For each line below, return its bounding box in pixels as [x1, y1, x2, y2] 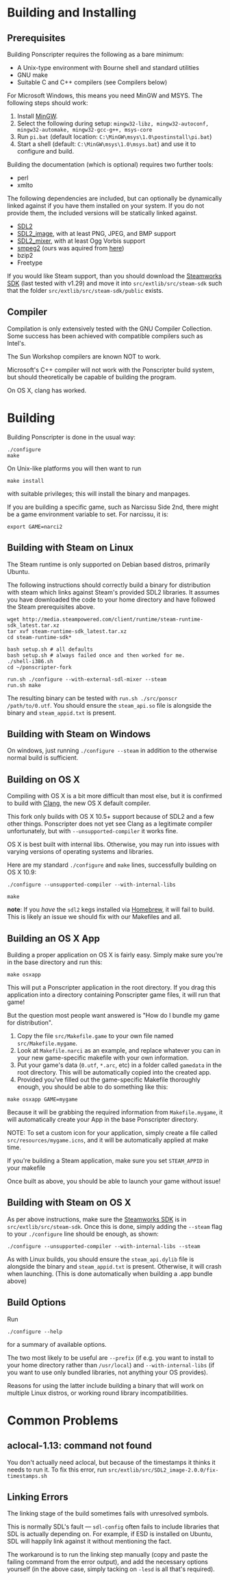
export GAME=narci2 [7, 523, 63, 530]
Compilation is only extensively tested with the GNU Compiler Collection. [7, 324, 212, 333]
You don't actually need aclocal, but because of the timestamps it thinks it [7, 1458, 216, 1466]
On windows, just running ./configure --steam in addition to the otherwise [7, 746, 218, 755]
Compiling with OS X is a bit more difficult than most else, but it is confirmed [7, 792, 222, 800]
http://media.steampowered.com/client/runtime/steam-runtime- [22, 616, 204, 623]
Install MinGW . [16, 112, 58, 120]
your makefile [7, 1164, 46, 1172]
